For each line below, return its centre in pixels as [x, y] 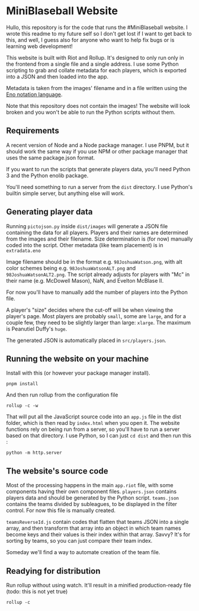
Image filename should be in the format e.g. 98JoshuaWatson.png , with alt [94, 261]
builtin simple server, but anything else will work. [66, 193]
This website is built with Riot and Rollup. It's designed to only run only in [95, 57]
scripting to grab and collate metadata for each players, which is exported [96, 70]
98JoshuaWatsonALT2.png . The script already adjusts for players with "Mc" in [98, 274]
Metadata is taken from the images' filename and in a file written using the [97, 88]
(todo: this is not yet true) [37, 591]
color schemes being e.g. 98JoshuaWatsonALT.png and [71, 268]
